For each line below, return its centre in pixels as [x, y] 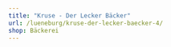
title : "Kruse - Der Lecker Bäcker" [69, 16]
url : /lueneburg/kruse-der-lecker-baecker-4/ [85, 23]
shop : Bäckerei [34, 30]
